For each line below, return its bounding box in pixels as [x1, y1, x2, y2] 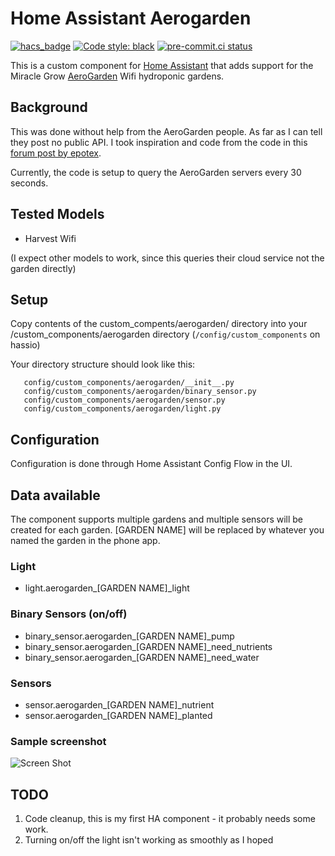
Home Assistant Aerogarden [10, 7, 252, 30]
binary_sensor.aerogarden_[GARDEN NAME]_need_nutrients [24, 640, 273, 652]
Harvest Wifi [24, 232, 77, 244]
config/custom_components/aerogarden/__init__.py [23, 378, 235, 388]
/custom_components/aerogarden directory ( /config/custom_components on [10, 328, 321, 341]
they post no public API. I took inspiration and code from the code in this [10, 136, 308, 148]
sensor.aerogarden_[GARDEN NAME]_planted [24, 709, 213, 721]
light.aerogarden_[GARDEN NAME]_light [24, 582, 190, 594]
